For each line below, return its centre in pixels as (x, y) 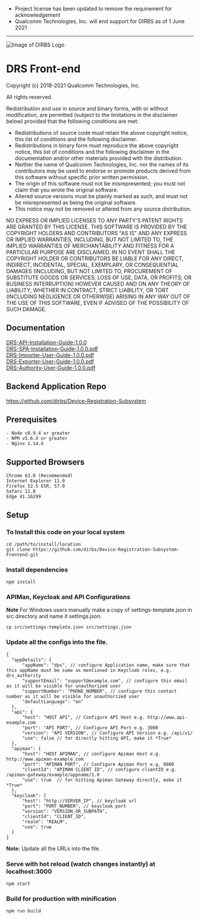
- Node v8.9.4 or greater (38, 433)
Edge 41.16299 (24, 497)
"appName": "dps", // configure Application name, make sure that (106, 665)
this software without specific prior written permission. (82, 177)
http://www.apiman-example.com (45, 759)
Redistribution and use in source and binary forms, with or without (87, 108)
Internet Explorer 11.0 (36, 481)
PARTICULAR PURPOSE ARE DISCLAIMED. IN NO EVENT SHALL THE (91, 252)
